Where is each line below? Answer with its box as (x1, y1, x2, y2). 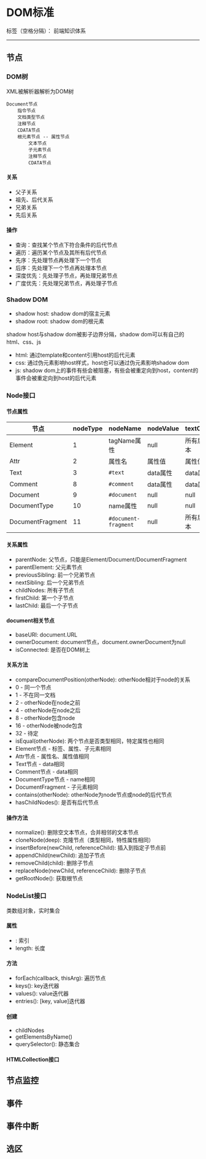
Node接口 (6, 391, 36, 400)
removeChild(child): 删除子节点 (15, 859, 94, 867)
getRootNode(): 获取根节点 (15, 875, 83, 882)
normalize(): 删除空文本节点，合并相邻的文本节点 (15, 829, 139, 836)
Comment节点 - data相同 (15, 768, 78, 775)
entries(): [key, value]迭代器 (15, 997, 86, 1004)
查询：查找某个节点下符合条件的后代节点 (15, 241, 118, 249)
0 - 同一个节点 (15, 684, 51, 691)
